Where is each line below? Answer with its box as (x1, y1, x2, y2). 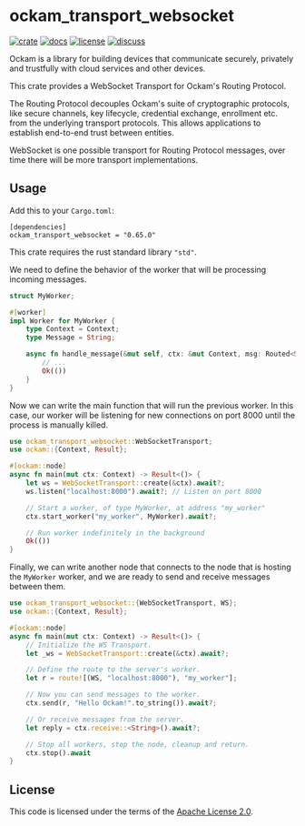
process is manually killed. (9, 419, 109, 430)
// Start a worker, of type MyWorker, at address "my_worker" (25, 503, 266, 512)
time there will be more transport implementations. (9, 154, 198, 165)
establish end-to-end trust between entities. (9, 126, 174, 137)
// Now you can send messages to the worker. (25, 690, 202, 700)
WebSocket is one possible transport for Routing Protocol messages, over (9, 145, 286, 156)
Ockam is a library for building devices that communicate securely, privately (9, 53, 294, 64)
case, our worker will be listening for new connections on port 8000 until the (9, 409, 296, 420)
